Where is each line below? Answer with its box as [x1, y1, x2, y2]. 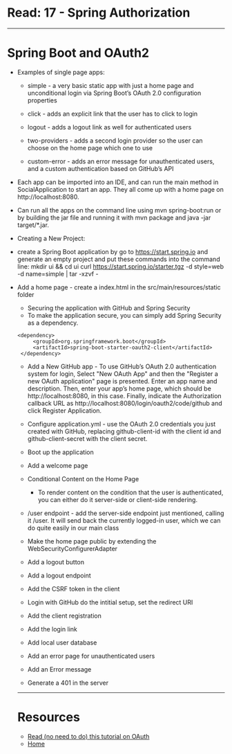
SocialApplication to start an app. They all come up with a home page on [17, 185, 224, 193]
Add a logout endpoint [27, 571, 91, 580]
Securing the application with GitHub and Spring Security [27, 303, 191, 312]
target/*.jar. [17, 220, 50, 229]
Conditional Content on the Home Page [27, 474, 139, 483]
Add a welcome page [27, 461, 88, 469]
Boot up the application [27, 448, 95, 456]
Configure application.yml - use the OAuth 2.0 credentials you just [27, 420, 216, 428]
